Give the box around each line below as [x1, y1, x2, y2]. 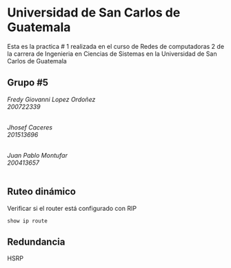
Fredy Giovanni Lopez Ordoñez [7, 95, 96, 103]
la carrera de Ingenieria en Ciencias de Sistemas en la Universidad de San [7, 50, 217, 58]
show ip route [7, 217, 48, 225]
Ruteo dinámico [7, 186, 76, 198]
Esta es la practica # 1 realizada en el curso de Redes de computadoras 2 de [7, 42, 225, 50]
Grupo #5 [7, 77, 49, 89]
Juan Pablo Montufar [7, 151, 68, 159]
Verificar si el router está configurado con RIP [7, 204, 137, 212]
